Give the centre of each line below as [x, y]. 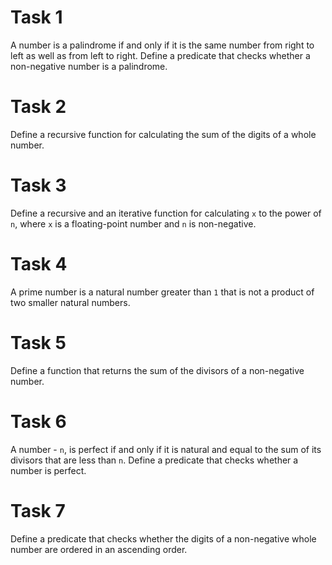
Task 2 [38, 107]
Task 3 [38, 185]
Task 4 [39, 264]
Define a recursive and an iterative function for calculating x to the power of [166, 213]
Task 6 [38, 421]
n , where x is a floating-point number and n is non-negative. [133, 223]
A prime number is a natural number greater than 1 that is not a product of [162, 292]
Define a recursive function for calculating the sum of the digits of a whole [163, 134]
